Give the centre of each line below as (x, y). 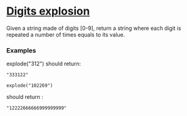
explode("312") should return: (44, 64)
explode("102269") (30, 86)
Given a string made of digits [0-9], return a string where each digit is (94, 28)
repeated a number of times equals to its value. (66, 34)
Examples (21, 50)
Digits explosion (48, 11)
